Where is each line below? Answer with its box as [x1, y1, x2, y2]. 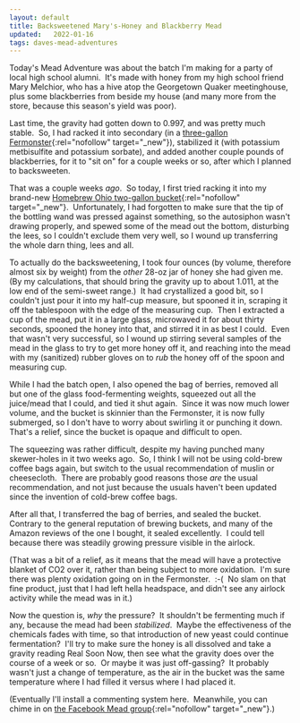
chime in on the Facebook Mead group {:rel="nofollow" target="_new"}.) [9, 703, 276, 714]
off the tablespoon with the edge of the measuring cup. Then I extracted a [9, 305, 285, 316]
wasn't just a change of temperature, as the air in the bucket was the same [9, 668, 285, 678]
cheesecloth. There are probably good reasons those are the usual [9, 472, 258, 483]
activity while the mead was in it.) [9, 592, 133, 604]
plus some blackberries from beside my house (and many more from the [9, 91, 277, 102]
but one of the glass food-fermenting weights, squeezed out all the [9, 388, 257, 399]
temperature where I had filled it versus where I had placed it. [9, 676, 236, 687]
